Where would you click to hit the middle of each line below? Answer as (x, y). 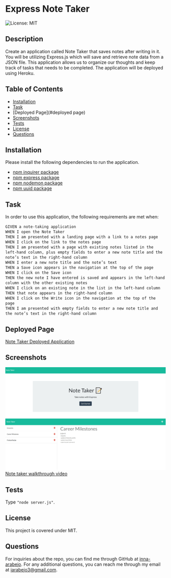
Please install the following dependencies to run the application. (72, 162)
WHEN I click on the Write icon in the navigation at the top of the (81, 298)
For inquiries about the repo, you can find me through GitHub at (72, 559)
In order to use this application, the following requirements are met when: (82, 217)
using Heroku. (20, 73)
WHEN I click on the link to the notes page (53, 242)
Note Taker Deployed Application (40, 342)
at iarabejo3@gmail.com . (31, 569)
